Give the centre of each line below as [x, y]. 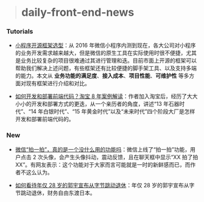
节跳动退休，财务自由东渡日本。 [55, 193]
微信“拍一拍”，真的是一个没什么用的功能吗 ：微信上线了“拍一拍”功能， [103, 149]
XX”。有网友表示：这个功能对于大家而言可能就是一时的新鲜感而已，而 [103, 164]
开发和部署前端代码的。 [44, 119]
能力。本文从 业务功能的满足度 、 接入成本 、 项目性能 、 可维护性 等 [102, 76]
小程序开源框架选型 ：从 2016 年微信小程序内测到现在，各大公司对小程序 [105, 46]
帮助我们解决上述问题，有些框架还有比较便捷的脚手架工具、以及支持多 [103, 68]
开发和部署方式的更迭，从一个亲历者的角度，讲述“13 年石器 [105, 104]
